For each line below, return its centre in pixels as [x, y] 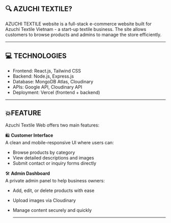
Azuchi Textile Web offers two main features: [52, 125]
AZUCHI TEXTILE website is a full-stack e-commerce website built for [78, 24]
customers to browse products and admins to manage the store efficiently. [83, 35]
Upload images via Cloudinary [44, 201]
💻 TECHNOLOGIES [36, 56]
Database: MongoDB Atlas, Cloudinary [53, 81]
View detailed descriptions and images [53, 158]
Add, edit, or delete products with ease [53, 190]
